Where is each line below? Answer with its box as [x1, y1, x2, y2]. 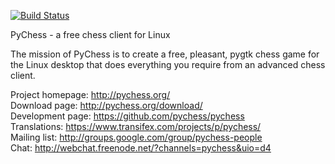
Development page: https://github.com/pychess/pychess [10, 110, 245, 122]
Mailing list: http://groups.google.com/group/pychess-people [10, 131, 263, 143]
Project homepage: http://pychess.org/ [10, 89, 171, 100]
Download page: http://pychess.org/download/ [10, 100, 203, 111]
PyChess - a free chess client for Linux [10, 29, 171, 40]
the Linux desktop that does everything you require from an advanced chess [10, 59, 326, 70]
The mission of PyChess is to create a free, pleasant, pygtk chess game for [10, 48, 320, 60]
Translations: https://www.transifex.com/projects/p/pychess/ [10, 121, 262, 132]
